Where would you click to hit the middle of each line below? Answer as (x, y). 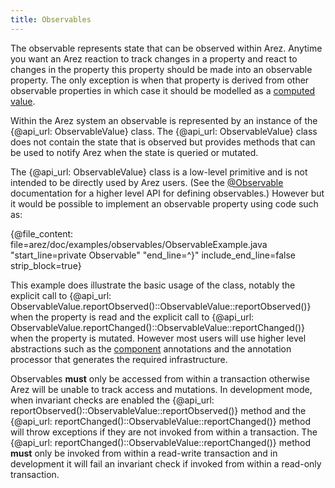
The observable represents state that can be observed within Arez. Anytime (166, 48)
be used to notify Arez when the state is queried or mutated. (134, 152)
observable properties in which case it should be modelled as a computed (163, 90)
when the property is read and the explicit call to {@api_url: (132, 317)
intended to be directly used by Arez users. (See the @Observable (147, 182)
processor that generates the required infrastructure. (119, 359)
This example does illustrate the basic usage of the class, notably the (153, 285)
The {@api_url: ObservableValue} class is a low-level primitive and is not (159, 172)
